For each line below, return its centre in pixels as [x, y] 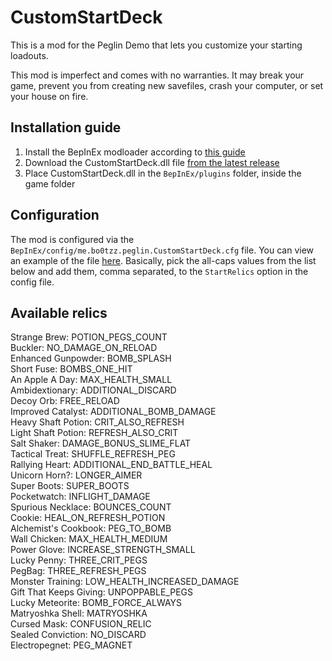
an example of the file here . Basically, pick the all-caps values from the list [163, 260]
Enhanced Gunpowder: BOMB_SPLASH [91, 358]
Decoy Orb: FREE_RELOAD [65, 401]
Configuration [55, 215]
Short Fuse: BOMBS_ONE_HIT [71, 369]
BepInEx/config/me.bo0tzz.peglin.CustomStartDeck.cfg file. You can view [162, 250]
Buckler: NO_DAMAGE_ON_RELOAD [84, 348]
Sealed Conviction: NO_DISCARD [78, 635]
